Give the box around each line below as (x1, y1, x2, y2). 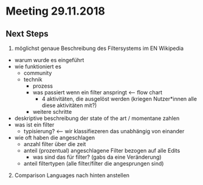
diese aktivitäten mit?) (41, 102, 97, 109)
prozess (32, 82, 53, 89)
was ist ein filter (14, 121, 55, 128)
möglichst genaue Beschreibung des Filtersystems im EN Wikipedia (14, 44, 184, 52)
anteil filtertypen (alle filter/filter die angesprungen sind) (23, 160, 164, 167)
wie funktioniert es (14, 63, 61, 70)
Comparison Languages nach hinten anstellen (14, 172, 130, 179)
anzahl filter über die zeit (23, 141, 86, 147)
